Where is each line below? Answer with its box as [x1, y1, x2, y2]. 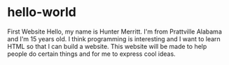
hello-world [7, 4, 77, 20]
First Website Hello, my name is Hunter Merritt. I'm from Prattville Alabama [7, 27, 222, 36]
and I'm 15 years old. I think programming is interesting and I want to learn [7, 34, 221, 43]
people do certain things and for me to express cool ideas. [7, 50, 176, 58]
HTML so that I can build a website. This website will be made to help [7, 42, 207, 50]
